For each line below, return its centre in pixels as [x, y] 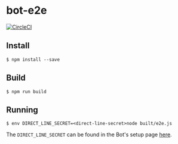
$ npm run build [26, 91]
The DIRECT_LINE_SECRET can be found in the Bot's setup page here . [89, 134]
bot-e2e [27, 10]
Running [22, 110]
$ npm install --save [33, 59]
